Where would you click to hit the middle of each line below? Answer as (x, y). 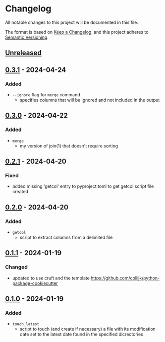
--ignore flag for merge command (46, 95)
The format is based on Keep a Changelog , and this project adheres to (77, 32)
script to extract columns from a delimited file (66, 238)
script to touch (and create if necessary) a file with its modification (88, 329)
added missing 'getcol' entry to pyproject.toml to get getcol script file (83, 186)
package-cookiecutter (35, 283)
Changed (17, 267)
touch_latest (26, 324)
